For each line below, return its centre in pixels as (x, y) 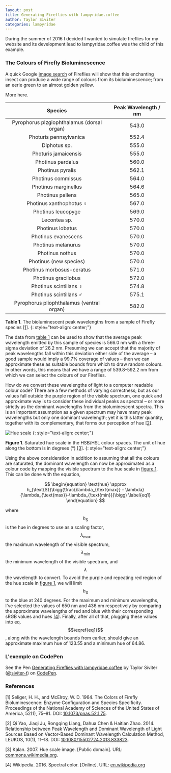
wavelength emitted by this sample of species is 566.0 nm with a (73, 342)
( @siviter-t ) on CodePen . (31, 673)
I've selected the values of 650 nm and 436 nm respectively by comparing (83, 606)
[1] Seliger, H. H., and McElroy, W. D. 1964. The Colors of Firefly (72, 697)
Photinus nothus (57, 253)
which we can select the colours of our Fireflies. (56, 375)
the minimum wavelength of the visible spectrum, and (62, 561)
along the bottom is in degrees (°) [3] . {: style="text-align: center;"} (76, 448)
